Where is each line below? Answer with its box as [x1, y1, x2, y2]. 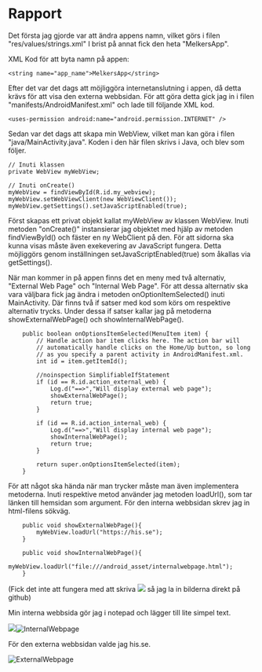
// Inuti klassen [8, 160, 65, 169]
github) [8, 593, 31, 602]
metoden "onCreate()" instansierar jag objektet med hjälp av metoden [8, 224, 234, 233]
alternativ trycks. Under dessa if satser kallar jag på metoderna [8, 306, 212, 315]
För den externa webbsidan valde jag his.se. [8, 639, 151, 648]
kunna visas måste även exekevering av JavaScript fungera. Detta [8, 241, 222, 250]
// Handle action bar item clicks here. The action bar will [36, 336, 241, 344]
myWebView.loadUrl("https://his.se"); [36, 528, 163, 536]
